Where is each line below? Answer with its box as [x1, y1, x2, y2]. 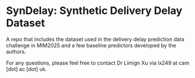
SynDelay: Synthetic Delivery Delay [6, 4, 183, 17]
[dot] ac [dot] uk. [6, 65, 47, 72]
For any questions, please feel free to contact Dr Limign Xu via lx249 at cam [6, 59, 189, 66]
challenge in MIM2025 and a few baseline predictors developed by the [6, 42, 177, 49]
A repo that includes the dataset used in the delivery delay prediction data [6, 36, 184, 42]
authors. [6, 48, 26, 55]
